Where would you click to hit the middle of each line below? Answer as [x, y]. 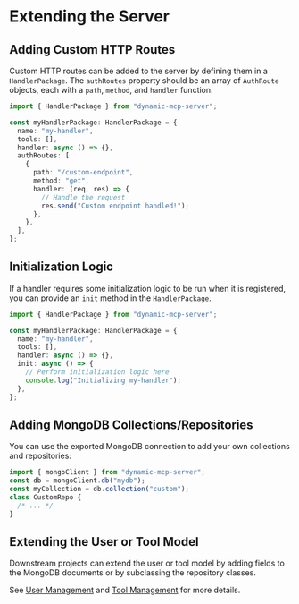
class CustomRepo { [46, 498]
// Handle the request [83, 197]
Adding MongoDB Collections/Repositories [131, 425]
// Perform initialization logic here [97, 372]
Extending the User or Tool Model [104, 542]
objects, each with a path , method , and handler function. [111, 90]
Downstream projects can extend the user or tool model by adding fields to [147, 563]
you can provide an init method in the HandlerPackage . [110, 298]
